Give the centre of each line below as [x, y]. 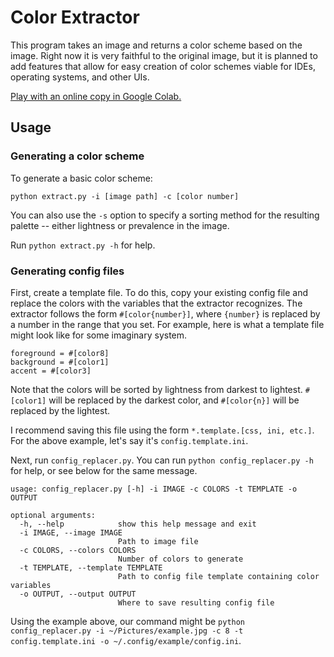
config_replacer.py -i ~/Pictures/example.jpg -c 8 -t [127, 631]
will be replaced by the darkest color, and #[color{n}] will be [174, 400]
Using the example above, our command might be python [128, 621]
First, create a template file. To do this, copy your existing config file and [159, 292]
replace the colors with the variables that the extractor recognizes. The [156, 303]
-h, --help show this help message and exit [138, 524]
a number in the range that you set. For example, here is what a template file [167, 324]
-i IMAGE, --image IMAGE [71, 532]
